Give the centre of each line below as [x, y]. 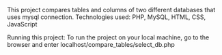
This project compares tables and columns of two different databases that [111, 10]
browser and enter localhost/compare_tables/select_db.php [91, 44]
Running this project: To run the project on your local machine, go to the [108, 37]
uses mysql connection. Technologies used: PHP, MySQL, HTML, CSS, [107, 17]
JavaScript [22, 24]
